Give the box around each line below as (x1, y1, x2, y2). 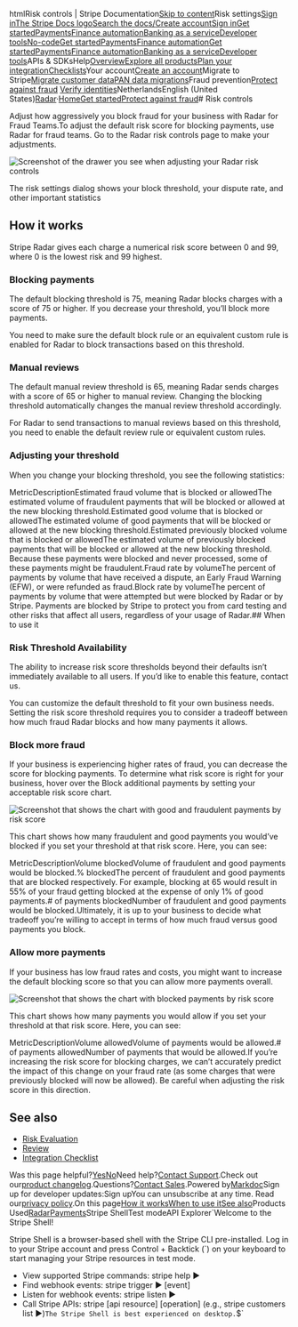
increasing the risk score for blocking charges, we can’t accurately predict (9, 1056, 282, 1066)
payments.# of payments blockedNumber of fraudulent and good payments (9, 896, 286, 906)
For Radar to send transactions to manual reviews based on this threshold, (9, 418, 282, 429)
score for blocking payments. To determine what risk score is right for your (9, 768, 285, 779)
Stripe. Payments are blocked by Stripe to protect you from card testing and (9, 600, 287, 611)
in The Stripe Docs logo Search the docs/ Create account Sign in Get (9, 18, 250, 28)
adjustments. (9, 139, 57, 149)
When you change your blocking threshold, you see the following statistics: (9, 470, 285, 480)
